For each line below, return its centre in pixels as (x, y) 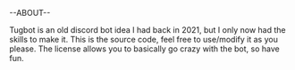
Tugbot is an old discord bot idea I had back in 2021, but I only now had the (147, 30)
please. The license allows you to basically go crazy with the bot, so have (144, 49)
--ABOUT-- (30, 13)
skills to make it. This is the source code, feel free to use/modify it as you (144, 39)
